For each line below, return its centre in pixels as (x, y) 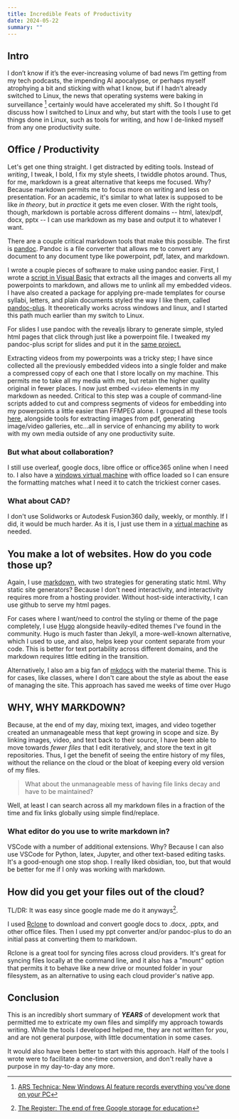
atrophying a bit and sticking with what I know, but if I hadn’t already (107, 88)
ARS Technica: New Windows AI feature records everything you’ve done (124, 1087)
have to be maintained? (59, 791)
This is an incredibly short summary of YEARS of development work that (114, 1015)
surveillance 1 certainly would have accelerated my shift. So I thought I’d (113, 104)
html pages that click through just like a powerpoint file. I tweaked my (109, 336)
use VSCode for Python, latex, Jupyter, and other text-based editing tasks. (117, 854)
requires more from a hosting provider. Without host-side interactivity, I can (118, 598)
